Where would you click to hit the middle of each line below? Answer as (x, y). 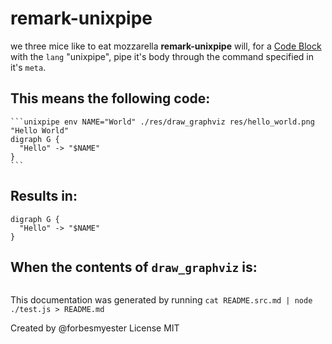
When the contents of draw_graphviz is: (134, 267)
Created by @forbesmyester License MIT (95, 328)
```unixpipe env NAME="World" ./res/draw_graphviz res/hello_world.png (162, 122)
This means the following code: (110, 98)
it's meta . (28, 67)
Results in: (44, 196)
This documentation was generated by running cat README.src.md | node (161, 300)
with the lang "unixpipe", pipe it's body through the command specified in (162, 56)
